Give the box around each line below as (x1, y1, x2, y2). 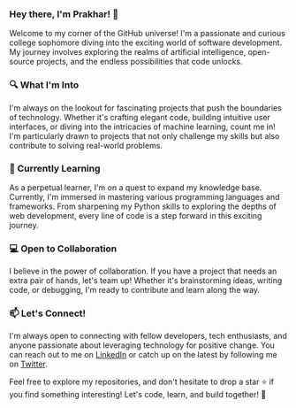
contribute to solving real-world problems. (9, 140, 163, 150)
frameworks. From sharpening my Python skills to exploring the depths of (9, 201, 277, 212)
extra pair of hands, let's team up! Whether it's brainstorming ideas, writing (9, 275, 283, 286)
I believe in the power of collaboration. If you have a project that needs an (9, 266, 277, 277)
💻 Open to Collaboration (9, 242, 118, 255)
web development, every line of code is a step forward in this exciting (9, 210, 262, 220)
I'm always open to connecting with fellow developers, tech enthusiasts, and (9, 331, 287, 342)
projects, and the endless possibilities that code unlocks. (36, 57, 243, 67)
